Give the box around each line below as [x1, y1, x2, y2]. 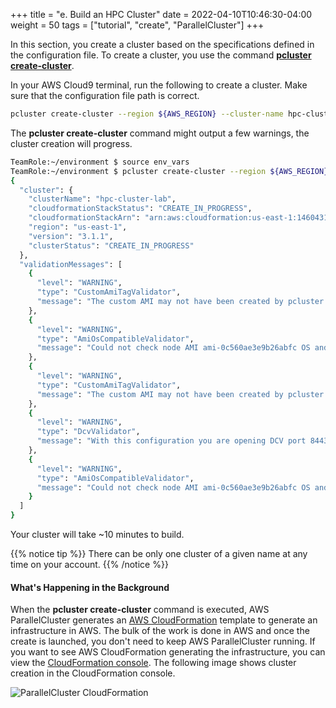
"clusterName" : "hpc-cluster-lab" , [28, 194, 177, 204]
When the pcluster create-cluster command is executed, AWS [10, 604, 270, 616]
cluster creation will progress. [10, 137, 133, 149]
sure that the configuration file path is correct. [10, 90, 200, 101]
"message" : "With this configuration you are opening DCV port [36, 436, 307, 446]
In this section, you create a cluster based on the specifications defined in [10, 39, 315, 50]
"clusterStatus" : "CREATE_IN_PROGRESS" [28, 240, 195, 251]
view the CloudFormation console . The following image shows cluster [10, 657, 297, 669]
